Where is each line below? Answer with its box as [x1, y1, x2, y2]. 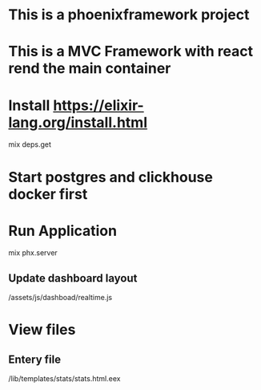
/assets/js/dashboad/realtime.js [8, 293, 113, 303]
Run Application [8, 221, 118, 240]
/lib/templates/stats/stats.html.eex [8, 374, 121, 384]
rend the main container [8, 59, 171, 78]
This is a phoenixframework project [8, 6, 250, 24]
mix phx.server [8, 248, 58, 258]
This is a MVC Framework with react [8, 43, 254, 61]
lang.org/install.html [8, 113, 148, 132]
